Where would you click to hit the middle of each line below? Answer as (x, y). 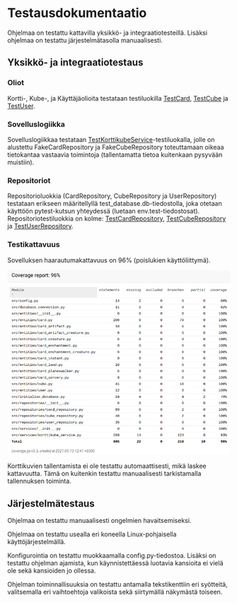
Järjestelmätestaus (51, 503)
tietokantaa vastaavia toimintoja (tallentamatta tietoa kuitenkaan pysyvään (115, 155)
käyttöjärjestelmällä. (36, 542)
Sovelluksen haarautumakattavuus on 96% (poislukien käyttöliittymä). (109, 260)
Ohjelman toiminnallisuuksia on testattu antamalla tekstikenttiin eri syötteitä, (117, 585)
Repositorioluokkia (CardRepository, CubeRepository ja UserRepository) (112, 196)
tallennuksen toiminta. (40, 481)
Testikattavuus (34, 245)
